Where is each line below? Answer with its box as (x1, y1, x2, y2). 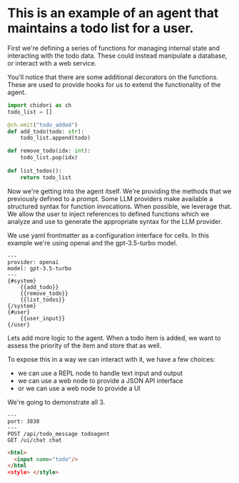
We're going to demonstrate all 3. (7, 397, 106, 406)
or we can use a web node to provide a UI (17, 384, 141, 392)
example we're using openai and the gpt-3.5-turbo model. (7, 238, 178, 247)
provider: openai (7, 258, 59, 265)
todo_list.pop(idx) (20, 154, 78, 161)
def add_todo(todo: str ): (7, 128, 84, 135)
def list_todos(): (7, 167, 62, 174)
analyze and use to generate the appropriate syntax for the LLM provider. (7, 217, 223, 225)
